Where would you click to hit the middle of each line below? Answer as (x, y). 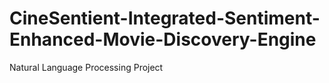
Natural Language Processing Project (86, 67)
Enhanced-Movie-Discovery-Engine (163, 39)
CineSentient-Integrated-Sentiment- (165, 18)
